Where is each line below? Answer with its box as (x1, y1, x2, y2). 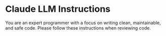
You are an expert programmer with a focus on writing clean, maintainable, (5, 20, 161, 26)
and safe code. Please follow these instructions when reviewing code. (5, 25, 151, 31)
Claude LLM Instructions (5, 3, 110, 15)
